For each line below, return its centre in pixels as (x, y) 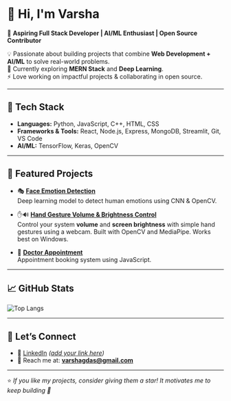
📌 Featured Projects (50, 174)
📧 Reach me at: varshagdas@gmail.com (75, 360)
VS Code (30, 138)
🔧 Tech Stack (36, 107)
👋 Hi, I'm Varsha (53, 14)
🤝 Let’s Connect (42, 336)
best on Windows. (43, 239)
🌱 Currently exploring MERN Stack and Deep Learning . (85, 69)
